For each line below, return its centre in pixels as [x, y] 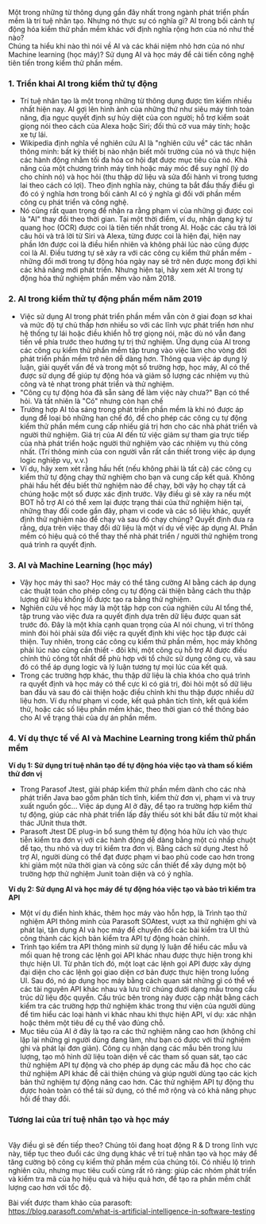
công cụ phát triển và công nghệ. [74, 202]
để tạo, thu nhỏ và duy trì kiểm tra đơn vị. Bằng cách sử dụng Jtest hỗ [134, 849]
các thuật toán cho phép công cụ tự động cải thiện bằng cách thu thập [135, 591]
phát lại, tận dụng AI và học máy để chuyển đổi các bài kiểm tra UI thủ [134, 930]
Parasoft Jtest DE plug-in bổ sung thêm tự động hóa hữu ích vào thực [133, 832]
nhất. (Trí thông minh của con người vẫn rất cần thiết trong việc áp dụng [137, 451]
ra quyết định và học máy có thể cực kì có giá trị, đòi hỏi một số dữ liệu [136, 683]
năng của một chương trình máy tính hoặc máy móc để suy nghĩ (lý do [134, 169]
